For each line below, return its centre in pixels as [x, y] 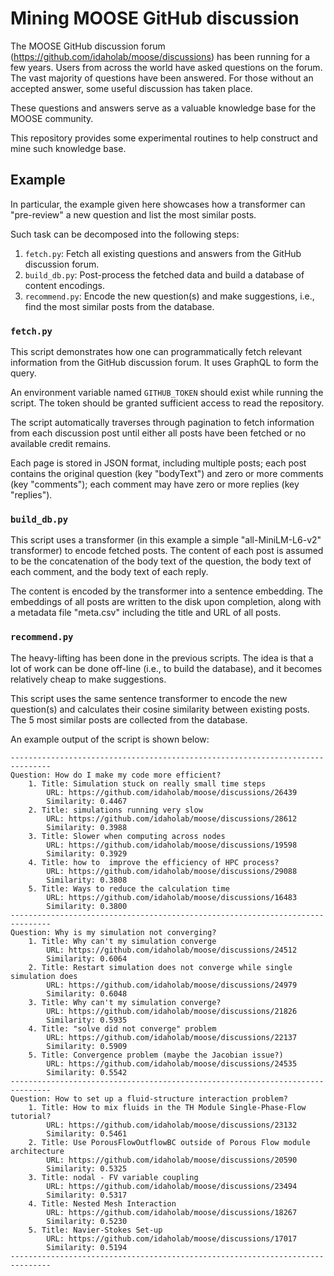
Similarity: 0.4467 [87, 801]
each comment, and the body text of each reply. [109, 572]
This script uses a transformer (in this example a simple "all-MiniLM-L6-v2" [166, 540]
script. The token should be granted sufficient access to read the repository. [167, 403]
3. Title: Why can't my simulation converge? [125, 1002]
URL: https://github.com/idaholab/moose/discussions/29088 [172, 871]
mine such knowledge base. [68, 148]
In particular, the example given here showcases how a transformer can [158, 204]
